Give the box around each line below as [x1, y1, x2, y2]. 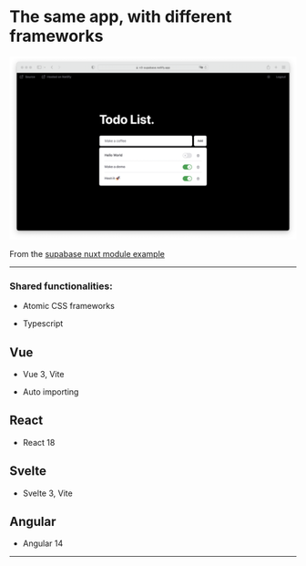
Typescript [22, 318, 64, 329]
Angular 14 [22, 538, 64, 549]
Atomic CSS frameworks [22, 301, 116, 312]
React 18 [22, 437, 56, 448]
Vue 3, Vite [22, 368, 65, 379]
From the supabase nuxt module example [9, 248, 166, 259]
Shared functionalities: [9, 280, 113, 293]
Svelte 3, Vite [22, 488, 73, 499]
